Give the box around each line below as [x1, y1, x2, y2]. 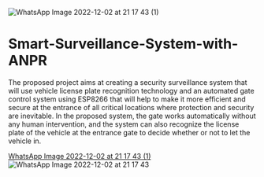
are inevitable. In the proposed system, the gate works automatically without [8, 111, 256, 120]
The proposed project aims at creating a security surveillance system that [8, 77, 247, 87]
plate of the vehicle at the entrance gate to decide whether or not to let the [8, 127, 251, 137]
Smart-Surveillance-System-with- [8, 35, 239, 53]
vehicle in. [8, 136, 42, 146]
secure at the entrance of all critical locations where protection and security [8, 102, 255, 112]
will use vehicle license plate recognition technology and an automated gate [8, 86, 255, 95]
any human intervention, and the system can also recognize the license [8, 119, 240, 129]
